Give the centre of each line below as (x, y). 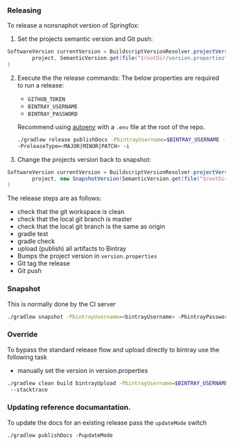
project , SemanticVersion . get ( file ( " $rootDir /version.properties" (130, 58)
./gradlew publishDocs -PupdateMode (60, 435)
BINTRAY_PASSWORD (53, 114)
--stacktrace (29, 390)
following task (27, 357)
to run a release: (41, 85)
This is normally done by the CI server (62, 304)
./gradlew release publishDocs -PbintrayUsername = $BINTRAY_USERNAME (118, 140)
